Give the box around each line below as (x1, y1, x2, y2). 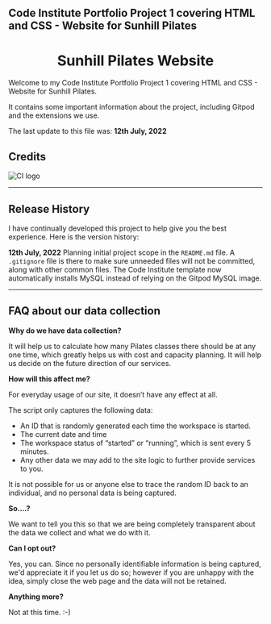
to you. (19, 464, 44, 473)
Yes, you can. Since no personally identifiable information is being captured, (8, 559, 262, 568)
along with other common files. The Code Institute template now (8, 264, 222, 274)
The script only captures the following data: (8, 405, 153, 414)
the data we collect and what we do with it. (8, 527, 151, 537)
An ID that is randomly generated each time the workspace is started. (19, 421, 252, 431)
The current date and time (19, 429, 107, 439)
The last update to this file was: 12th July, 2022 (8, 127, 167, 136)
